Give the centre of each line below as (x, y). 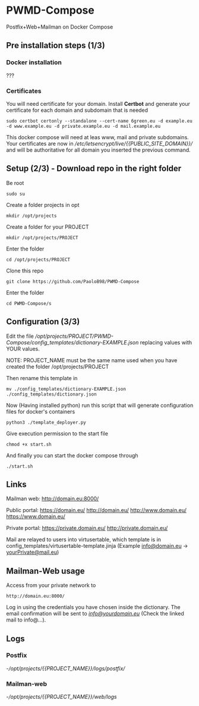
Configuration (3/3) (43, 322)
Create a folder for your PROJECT (48, 227)
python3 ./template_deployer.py (46, 422)
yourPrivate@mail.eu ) (33, 552)
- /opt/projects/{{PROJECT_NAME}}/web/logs (61, 697)
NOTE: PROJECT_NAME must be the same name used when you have (92, 360)
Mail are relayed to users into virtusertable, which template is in (84, 539)
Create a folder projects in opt (43, 205)
